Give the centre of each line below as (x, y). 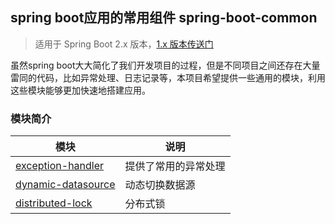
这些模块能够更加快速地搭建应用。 (80, 90)
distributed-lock (54, 203)
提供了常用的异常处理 (175, 166)
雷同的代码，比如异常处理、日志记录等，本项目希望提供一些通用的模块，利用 (168, 77)
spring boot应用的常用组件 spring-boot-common (164, 18)
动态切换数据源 (160, 185)
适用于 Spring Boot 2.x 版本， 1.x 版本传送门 (124, 44)
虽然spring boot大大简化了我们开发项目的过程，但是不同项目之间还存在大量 (165, 65)
